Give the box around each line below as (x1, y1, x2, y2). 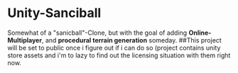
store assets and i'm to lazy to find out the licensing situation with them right (7, 51, 231, 60)
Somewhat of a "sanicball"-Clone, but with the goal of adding (7, 28, 188, 37)
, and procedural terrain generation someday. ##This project (41, 35, 222, 44)
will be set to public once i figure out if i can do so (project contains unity (7, 43, 221, 52)
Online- (188, 28, 212, 37)
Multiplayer (7, 35, 43, 44)
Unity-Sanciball (7, 5, 102, 21)
